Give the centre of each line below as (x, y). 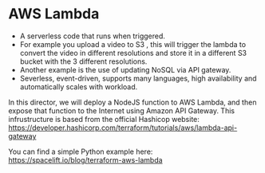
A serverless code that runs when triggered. (93, 36)
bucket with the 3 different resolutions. (83, 61)
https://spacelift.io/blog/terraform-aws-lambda (85, 159)
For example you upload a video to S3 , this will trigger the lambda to (132, 44)
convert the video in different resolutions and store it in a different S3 (133, 53)
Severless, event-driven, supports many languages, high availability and (138, 78)
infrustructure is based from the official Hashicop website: (104, 119)
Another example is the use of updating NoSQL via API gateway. (125, 69)
